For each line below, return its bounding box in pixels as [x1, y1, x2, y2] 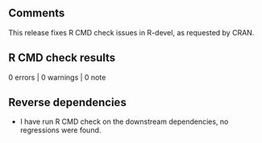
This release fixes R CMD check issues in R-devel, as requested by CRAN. [8, 27, 255, 37]
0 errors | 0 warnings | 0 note [8, 72, 106, 82]
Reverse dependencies [8, 96, 127, 109]
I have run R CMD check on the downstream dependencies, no [19, 116, 229, 127]
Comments [8, 6, 65, 20]
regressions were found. [19, 125, 102, 135]
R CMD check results [8, 51, 116, 65]
